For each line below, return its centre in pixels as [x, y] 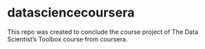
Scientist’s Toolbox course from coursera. [67, 39]
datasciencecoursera [71, 13]
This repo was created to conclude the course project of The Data [103, 32]
